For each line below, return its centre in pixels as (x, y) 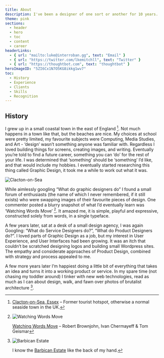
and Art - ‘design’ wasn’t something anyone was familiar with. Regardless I (80, 144)
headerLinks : (18, 50)
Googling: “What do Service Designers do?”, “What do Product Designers (79, 231)
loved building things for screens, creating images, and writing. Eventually (79, 149)
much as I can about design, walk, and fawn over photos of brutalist (73, 282)
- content (19, 42)
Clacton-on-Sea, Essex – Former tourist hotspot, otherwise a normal (81, 302)
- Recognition (24, 96)
